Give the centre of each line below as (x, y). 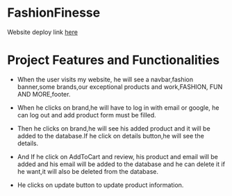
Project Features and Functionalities (114, 60)
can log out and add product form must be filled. (86, 115)
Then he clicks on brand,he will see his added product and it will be (114, 128)
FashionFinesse (54, 13)
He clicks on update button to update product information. (100, 185)
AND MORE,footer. (44, 94)
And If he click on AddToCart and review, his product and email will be (118, 156)
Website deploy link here (43, 32)
